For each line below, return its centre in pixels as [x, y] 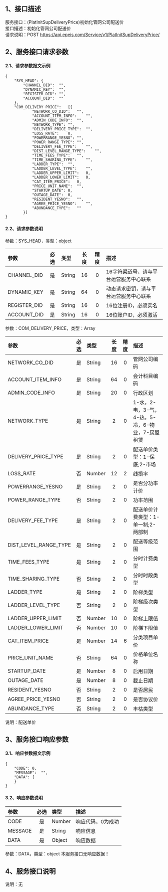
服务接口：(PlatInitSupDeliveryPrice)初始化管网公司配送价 [64, 22]
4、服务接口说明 [30, 871]
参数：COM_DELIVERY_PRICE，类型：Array [50, 328]
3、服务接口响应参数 [37, 739]
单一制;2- [144, 524]
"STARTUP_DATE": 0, [52, 191]
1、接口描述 [23, 9]
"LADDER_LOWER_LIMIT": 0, [61, 177]
